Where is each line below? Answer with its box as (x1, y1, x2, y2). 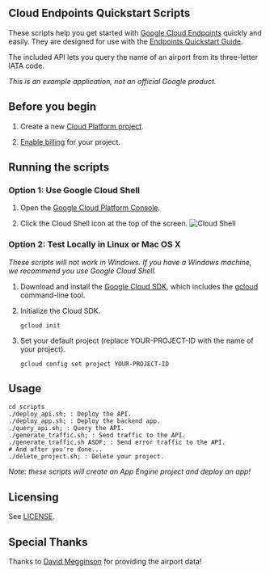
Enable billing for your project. (19, 137, 121, 146)
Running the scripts (8, 161, 110, 175)
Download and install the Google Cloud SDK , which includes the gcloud (19, 281, 259, 291)
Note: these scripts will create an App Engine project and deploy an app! (8, 466, 251, 476)
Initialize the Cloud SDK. (19, 306, 101, 315)
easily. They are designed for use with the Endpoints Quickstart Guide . (8, 36, 243, 46)
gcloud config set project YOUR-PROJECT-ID (19, 360, 170, 368)
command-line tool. (19, 290, 86, 300)
